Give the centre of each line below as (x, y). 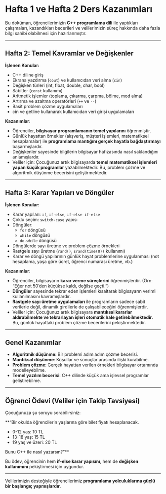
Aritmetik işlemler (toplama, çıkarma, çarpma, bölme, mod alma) (78, 96)
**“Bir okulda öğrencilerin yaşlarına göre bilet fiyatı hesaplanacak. (72, 422)
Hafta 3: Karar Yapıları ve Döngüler (60, 193)
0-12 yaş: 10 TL (28, 432)
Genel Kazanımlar (33, 342)
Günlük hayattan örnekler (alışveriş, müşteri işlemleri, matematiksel (81, 136)
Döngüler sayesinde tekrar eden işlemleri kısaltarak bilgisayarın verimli (84, 291)
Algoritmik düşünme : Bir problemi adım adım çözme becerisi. (75, 354)
